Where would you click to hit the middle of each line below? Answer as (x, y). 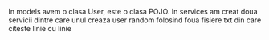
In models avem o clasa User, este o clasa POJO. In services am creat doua (133, 12)
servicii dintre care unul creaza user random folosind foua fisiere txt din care (135, 20)
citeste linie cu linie (40, 28)
